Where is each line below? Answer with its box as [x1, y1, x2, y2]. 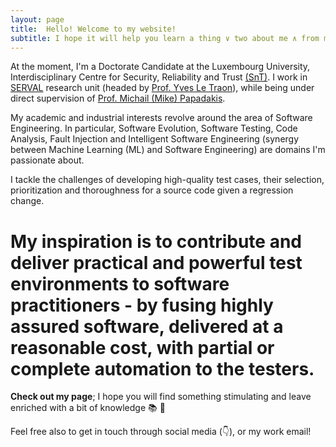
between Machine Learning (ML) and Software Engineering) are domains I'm [10, 144, 326, 156]
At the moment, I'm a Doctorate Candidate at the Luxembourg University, [10, 61, 311, 73]
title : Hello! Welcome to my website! [10, 24, 177, 34]
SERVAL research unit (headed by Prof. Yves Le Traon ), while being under [10, 82, 315, 94]
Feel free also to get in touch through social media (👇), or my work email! [10, 426, 312, 438]
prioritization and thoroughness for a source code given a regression [10, 184, 294, 196]
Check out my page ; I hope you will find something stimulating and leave [10, 391, 312, 403]
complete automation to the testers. [10, 357, 315, 380]
